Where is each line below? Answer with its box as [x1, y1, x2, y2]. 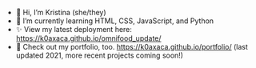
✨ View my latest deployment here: [15, 25, 132, 34]
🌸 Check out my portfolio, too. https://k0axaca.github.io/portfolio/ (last [15, 42, 248, 51]
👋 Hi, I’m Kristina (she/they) [15, 8, 106, 17]
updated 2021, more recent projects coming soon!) [15, 50, 184, 60]
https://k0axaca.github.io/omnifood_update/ [15, 34, 162, 43]
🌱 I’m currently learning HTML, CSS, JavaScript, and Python [15, 16, 214, 26]
